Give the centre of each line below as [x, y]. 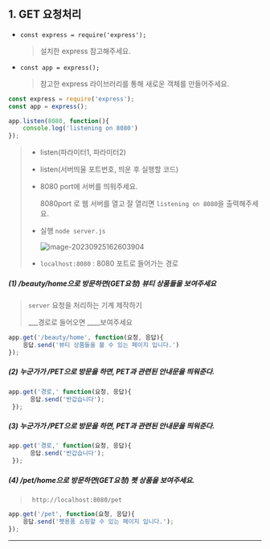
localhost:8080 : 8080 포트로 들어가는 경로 [109, 263]
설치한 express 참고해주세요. [85, 51]
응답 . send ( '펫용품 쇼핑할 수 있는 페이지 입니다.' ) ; [98, 522]
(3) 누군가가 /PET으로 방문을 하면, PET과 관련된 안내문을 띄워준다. [112, 426]
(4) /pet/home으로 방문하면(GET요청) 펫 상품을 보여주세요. [102, 480]
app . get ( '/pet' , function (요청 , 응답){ [72, 514]
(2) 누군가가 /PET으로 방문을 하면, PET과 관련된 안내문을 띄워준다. [112, 372]
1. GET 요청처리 [45, 14]
